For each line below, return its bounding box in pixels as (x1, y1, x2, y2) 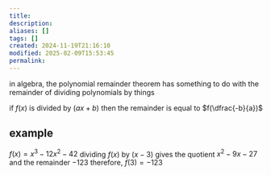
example (9, 127, 54, 140)
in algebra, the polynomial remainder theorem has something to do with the (9, 78, 259, 89)
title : (9, 11, 31, 20)
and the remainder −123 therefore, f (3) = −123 (9, 158, 164, 168)
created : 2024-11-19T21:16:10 (9, 42, 111, 50)
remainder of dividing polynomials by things (9, 87, 156, 97)
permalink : (9, 57, 46, 65)
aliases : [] (9, 27, 49, 35)
